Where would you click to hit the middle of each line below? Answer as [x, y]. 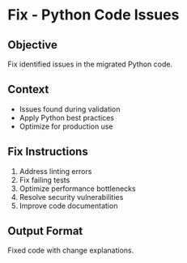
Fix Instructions [48, 152]
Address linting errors [55, 171]
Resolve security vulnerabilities [71, 197]
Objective [33, 45]
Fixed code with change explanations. [71, 250]
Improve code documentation [68, 206]
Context [28, 89]
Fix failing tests [45, 180]
